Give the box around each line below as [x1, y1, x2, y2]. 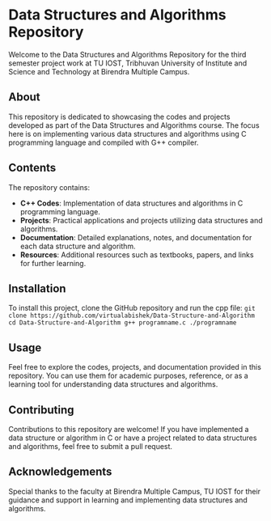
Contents [8, 161, 57, 175]
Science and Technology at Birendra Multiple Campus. [8, 66, 190, 76]
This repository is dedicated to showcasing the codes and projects [8, 112, 231, 121]
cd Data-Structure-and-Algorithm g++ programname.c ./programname [8, 319, 237, 327]
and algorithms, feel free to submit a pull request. [8, 442, 172, 451]
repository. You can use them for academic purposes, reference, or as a [8, 371, 248, 381]
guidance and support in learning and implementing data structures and [8, 495, 248, 505]
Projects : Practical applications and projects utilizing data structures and [19, 215, 263, 225]
